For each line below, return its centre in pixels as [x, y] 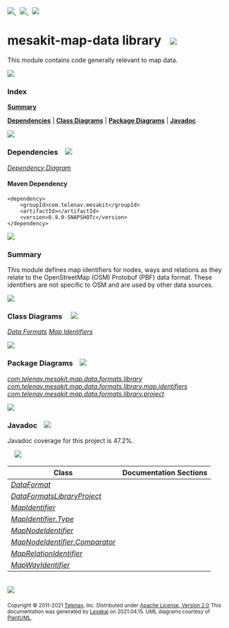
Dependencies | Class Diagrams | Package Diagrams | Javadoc [101, 121]
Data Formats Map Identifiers [50, 332]
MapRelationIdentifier [47, 553]
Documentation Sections [165, 473]
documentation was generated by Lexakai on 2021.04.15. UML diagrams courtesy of [109, 611]
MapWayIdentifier [41, 564]
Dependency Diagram [39, 167]
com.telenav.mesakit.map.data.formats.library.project [86, 393]
